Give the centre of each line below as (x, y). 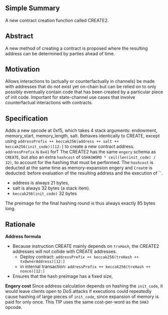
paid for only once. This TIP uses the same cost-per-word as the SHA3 (77, 302)
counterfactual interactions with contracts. (49, 103)
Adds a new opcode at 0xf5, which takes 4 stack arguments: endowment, (81, 130)
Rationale (20, 224)
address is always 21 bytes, (41, 183)
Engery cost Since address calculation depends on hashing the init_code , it (84, 286)
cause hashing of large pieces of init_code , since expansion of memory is (82, 297)
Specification (27, 118)
